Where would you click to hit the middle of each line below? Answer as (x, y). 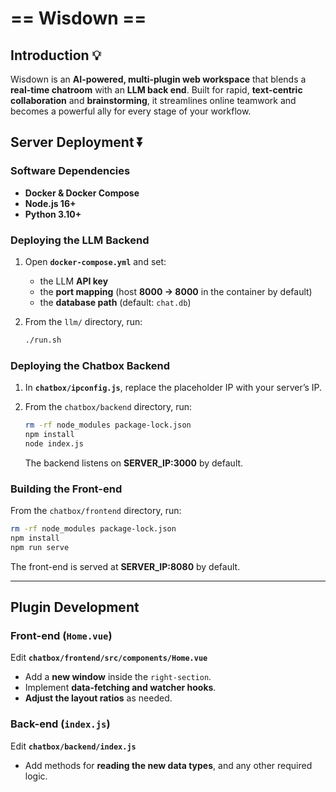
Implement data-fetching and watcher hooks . (120, 688)
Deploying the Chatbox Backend (90, 365)
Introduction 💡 (56, 55)
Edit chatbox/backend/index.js (73, 746)
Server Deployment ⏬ (77, 142)
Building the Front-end (66, 489)
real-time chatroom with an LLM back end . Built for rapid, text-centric (156, 90)
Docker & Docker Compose (82, 193)
